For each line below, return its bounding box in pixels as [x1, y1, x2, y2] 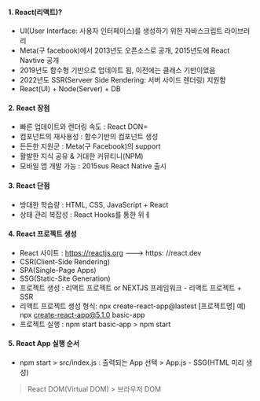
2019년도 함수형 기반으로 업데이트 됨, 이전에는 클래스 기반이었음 [19, 65, 216, 75]
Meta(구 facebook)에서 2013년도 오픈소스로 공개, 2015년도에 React [19, 46, 230, 55]
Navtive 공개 [19, 56, 60, 65]
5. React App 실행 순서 [8, 339, 80, 348]
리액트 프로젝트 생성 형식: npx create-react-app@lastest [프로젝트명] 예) [19, 301, 246, 311]
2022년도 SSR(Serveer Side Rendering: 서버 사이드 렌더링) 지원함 [19, 75, 226, 85]
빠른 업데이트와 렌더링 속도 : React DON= [19, 122, 148, 131]
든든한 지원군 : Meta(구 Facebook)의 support [19, 142, 161, 151]
